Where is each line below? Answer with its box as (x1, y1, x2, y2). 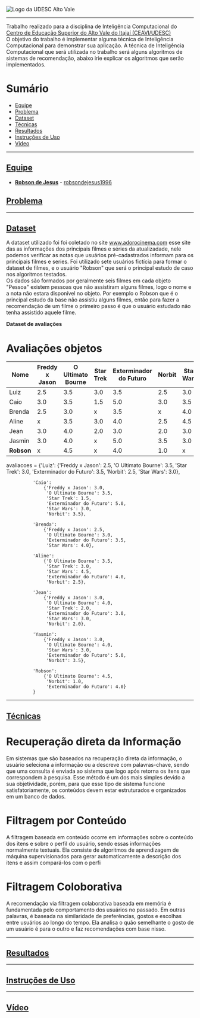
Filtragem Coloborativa (6, 880, 123, 894)
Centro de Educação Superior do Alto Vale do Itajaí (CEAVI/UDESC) (6, 29, 171, 36)
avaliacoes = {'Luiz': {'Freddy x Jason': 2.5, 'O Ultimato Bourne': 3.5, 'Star (6, 462, 187, 469)
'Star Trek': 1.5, (46, 495, 92, 502)
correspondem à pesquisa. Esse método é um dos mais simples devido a (6, 773, 186, 781)
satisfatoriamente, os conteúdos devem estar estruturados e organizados (6, 787, 186, 794)
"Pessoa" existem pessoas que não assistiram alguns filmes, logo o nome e (6, 284, 192, 291)
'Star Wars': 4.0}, (46, 542, 95, 548)
